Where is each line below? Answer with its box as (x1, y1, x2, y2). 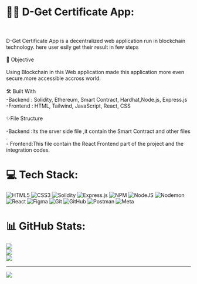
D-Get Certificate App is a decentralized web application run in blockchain (6, 37, 186, 44)
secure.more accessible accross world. (6, 75, 101, 82)
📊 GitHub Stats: (6, 220, 86, 233)
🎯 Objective (6, 56, 34, 63)
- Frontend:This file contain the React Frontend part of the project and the (6, 140, 184, 147)
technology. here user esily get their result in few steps (6, 44, 139, 51)
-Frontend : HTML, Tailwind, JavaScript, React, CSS (6, 102, 131, 109)
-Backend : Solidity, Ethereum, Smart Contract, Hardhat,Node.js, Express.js (6, 96, 188, 103)
